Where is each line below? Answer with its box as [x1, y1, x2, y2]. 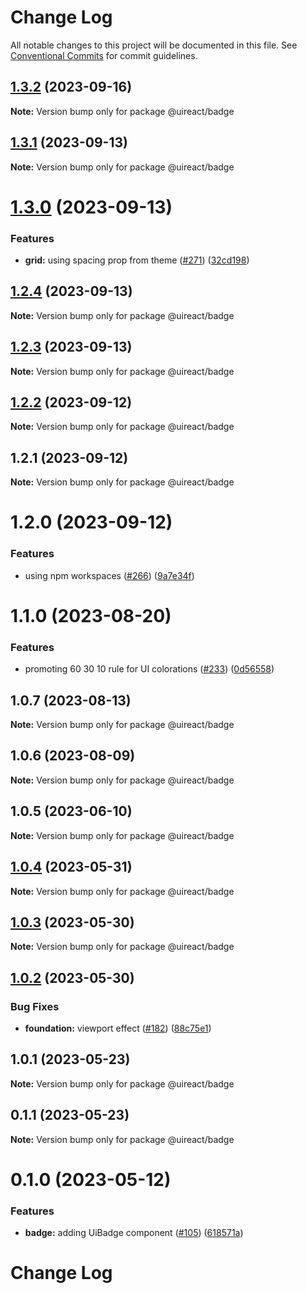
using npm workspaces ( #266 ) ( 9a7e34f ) [24, 569, 195, 581]
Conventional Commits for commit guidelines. [10, 49, 198, 61]
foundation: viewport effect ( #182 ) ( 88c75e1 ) [24, 1022, 212, 1035]
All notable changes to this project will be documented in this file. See [10, 39, 298, 51]
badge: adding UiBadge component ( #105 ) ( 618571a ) [24, 1227, 244, 1239]
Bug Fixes [10, 999, 60, 1013]
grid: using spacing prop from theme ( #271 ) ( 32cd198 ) [24, 254, 250, 266]
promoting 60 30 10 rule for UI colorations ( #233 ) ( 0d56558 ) [24, 663, 275, 675]
